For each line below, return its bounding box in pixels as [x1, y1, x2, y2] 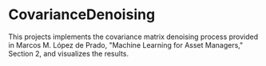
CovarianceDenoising [8, 6, 156, 24]
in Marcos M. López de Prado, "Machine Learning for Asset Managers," [8, 40, 244, 49]
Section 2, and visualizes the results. [8, 49, 129, 58]
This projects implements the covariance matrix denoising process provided [8, 32, 259, 41]
